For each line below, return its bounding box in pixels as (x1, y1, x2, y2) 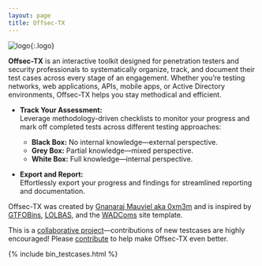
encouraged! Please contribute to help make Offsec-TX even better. (8, 234, 229, 243)
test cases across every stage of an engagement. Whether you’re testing (8, 73, 245, 82)
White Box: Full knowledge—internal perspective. (31, 154, 193, 163)
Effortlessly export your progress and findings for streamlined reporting (19, 177, 253, 187)
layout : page (8, 11, 51, 20)
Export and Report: (19, 169, 84, 179)
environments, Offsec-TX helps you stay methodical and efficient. (8, 89, 223, 99)
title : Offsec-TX (8, 19, 65, 27)
